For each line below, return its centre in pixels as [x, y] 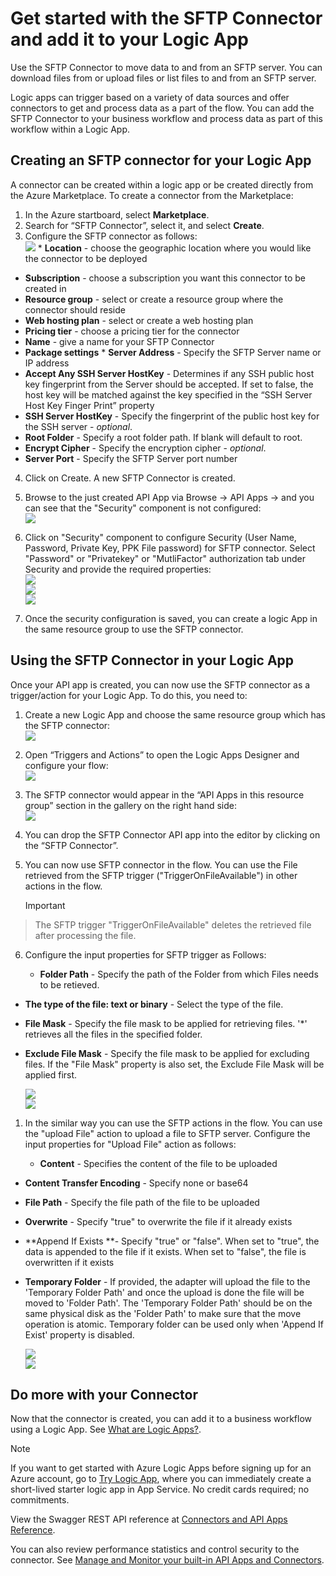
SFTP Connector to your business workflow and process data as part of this [166, 118]
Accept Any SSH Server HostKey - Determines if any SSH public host [169, 373]
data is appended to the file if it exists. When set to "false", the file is [165, 1251]
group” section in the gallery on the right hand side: [131, 805]
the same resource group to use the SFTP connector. [134, 629]
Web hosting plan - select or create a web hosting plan [139, 320]
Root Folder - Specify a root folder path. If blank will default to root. [163, 437]
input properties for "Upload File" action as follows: [130, 1144]
